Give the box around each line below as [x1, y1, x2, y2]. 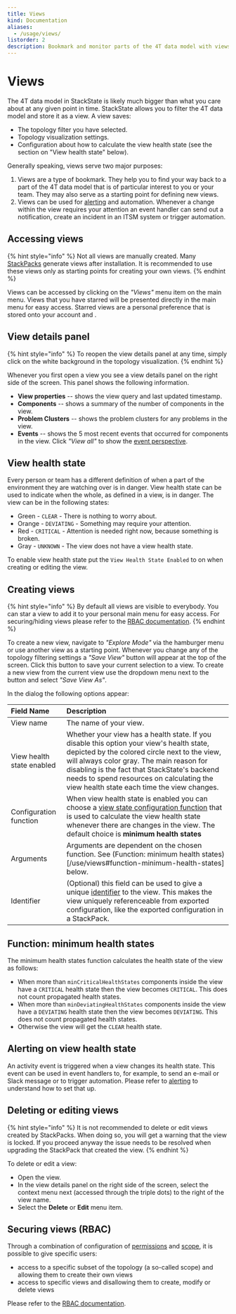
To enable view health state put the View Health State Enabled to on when [7, 555, 223, 564]
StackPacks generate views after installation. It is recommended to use [7, 259, 213, 268]
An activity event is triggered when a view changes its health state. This [7, 1062, 216, 1070]
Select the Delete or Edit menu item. [17, 1203, 123, 1211]
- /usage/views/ [13, 30, 61, 37]
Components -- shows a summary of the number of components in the [17, 399, 225, 407]
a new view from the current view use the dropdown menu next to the [7, 668, 209, 677]
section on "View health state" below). [17, 147, 129, 156]
